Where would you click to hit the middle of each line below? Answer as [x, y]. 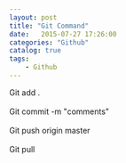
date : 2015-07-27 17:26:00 [63, 34]
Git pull [22, 149]
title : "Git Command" [49, 26]
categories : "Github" [49, 42]
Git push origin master [50, 130]
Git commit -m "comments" [59, 111]
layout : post [33, 17]
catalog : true [35, 51]
